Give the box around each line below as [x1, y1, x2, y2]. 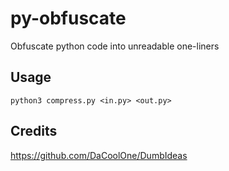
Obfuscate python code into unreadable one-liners [10, 40, 220, 52]
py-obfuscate [10, 7, 127, 30]
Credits [10, 123, 58, 140]
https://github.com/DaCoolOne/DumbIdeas [10, 149, 188, 161]
